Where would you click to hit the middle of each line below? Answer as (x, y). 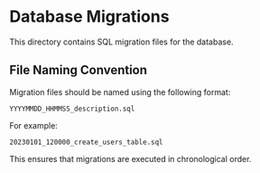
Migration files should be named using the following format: (120, 91)
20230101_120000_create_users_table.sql (87, 142)
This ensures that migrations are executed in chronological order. (130, 159)
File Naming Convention (78, 70)
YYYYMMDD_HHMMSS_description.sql (72, 109)
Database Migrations (89, 17)
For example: (34, 125)
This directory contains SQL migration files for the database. (121, 42)
